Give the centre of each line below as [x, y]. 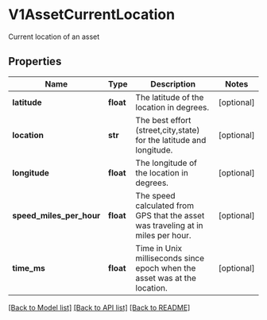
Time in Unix [159, 248]
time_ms [29, 268]
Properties [35, 62]
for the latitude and [171, 140]
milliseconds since [170, 258]
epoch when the [166, 268]
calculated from [165, 206]
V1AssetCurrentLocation [92, 15]
